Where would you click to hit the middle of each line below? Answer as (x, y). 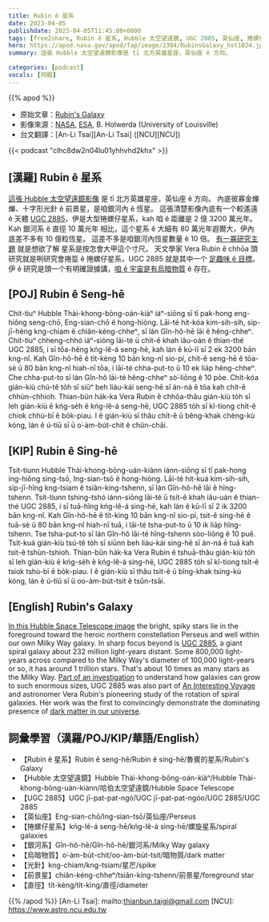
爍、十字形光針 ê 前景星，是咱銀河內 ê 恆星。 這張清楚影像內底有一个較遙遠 (133, 208)
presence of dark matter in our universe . (75, 711)
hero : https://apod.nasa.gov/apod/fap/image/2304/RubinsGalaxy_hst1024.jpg (137, 46)
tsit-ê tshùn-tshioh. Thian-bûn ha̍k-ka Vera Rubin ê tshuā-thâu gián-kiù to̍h (132, 552)
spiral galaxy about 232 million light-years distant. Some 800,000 (116, 651)
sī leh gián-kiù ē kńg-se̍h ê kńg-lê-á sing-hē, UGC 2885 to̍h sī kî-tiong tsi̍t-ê (134, 562)
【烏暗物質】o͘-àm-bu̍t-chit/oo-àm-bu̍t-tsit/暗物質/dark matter (122, 855)
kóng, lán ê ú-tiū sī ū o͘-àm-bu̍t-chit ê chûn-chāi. (88, 425)
